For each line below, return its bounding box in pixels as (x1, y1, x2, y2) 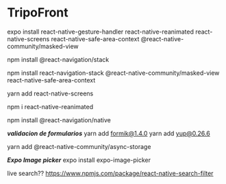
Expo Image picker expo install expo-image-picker (7, 156, 151, 164)
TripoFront (7, 5, 68, 21)
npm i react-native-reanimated (7, 102, 94, 111)
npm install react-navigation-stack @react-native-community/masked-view (7, 69, 220, 77)
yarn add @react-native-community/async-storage (7, 142, 151, 150)
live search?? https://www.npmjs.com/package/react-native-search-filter (7, 169, 214, 177)
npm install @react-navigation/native (7, 115, 111, 124)
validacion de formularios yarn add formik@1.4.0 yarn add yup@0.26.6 (7, 129, 210, 137)
